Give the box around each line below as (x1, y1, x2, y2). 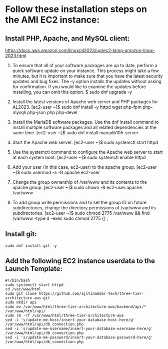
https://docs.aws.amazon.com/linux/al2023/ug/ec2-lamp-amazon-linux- (5, 48, 155, 53)
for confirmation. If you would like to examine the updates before (12, 84, 146, 90)
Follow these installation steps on (5, 4, 147, 15)
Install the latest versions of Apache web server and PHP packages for (12, 99, 158, 105)
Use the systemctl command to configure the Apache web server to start (12, 149, 163, 155)
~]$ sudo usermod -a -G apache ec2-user (12, 169, 100, 175)
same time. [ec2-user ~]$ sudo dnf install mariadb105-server (12, 130, 138, 136)
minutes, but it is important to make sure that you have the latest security (12, 73, 163, 79)
